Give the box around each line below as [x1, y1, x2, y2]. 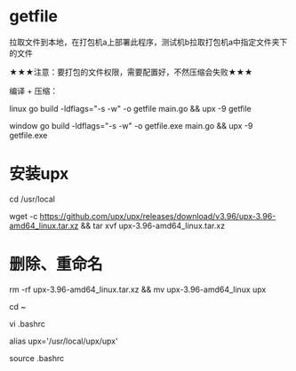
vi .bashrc [9, 318, 46, 329]
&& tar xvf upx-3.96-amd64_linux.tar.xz [80, 220, 225, 231]
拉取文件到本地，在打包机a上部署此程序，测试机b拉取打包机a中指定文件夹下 [9, 36, 288, 47]
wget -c [9, 210, 38, 221]
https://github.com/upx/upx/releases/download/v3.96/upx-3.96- [39, 210, 276, 221]
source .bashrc [9, 352, 65, 363]
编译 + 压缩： [9, 85, 59, 96]
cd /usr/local [9, 193, 56, 204]
